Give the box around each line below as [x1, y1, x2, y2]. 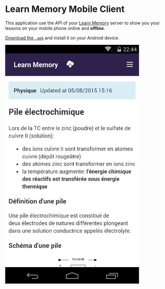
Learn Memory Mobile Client [5, 3, 125, 15]
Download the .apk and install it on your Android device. [5, 35, 120, 41]
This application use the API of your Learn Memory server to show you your [5, 20, 160, 26]
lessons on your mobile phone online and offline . [5, 25, 106, 31]
